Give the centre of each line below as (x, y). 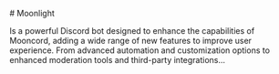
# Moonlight (32, 13)
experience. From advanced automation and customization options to (140, 50)
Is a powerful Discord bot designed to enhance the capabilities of (132, 31)
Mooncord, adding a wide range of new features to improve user (131, 41)
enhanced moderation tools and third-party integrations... (118, 60)
